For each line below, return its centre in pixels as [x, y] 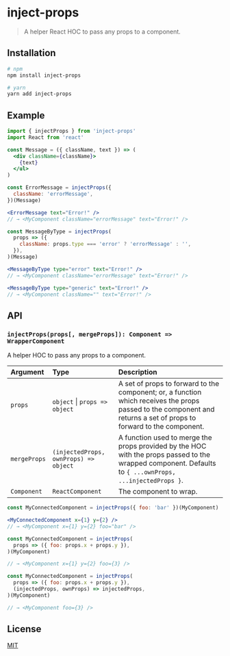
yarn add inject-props [39, 94]
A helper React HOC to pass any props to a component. [102, 31]
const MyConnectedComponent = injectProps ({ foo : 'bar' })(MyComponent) [113, 508]
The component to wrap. [158, 492]
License [24, 629]
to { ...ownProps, [147, 472]
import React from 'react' [46, 137]
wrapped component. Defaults [167, 464]
